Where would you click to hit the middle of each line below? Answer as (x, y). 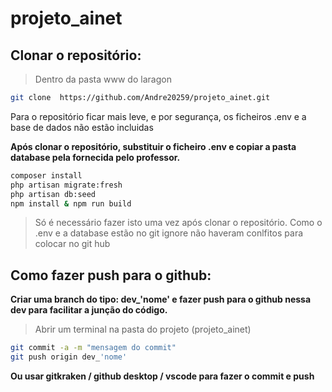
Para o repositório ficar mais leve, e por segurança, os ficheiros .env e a (158, 116)
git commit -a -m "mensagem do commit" (93, 348)
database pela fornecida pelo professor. (95, 157)
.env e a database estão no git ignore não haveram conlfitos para (169, 233)
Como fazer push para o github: (111, 275)
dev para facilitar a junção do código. (89, 310)
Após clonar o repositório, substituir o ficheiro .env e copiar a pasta (153, 146)
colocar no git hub (72, 244)
